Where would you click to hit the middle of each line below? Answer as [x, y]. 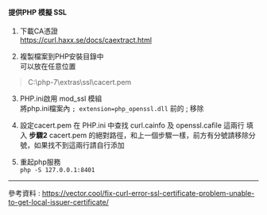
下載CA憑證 [39, 31]
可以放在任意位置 [48, 67]
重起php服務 [40, 162]
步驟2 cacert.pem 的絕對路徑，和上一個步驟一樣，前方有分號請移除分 [142, 136]
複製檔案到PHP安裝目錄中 [62, 56]
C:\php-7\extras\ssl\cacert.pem [79, 83]
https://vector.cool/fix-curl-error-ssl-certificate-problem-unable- [148, 194]
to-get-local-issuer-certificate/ [58, 202]
